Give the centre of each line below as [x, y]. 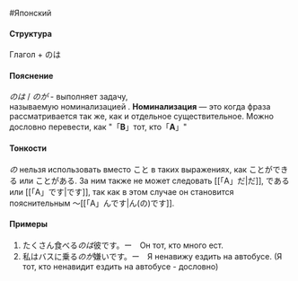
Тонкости [28, 148]
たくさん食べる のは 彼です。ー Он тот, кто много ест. [123, 245]
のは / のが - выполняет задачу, [69, 97]
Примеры [28, 224]
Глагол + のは [35, 55]
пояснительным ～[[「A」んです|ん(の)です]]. [92, 203]
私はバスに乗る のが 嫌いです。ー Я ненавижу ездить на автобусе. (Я [152, 256]
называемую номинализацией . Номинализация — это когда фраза [140, 107]
